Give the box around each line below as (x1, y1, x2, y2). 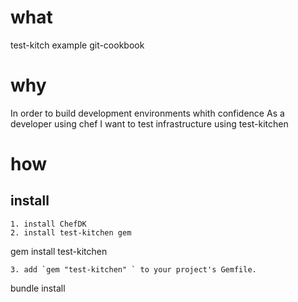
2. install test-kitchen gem (10, 227, 132, 238)
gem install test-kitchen (10, 245, 108, 257)
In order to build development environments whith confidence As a (10, 107, 285, 119)
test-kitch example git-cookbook (10, 39, 145, 51)
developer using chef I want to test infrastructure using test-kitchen (10, 117, 289, 130)
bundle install (10, 282, 66, 294)
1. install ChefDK (10, 219, 87, 229)
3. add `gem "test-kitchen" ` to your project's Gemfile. (10, 264, 257, 275)
